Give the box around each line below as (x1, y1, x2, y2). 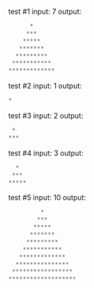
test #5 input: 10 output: (8, 193, 86, 203)
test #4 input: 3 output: (8, 148, 84, 158)
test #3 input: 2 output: (8, 111, 84, 120)
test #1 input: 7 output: (8, 7, 82, 16)
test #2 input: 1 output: (8, 81, 82, 91)
